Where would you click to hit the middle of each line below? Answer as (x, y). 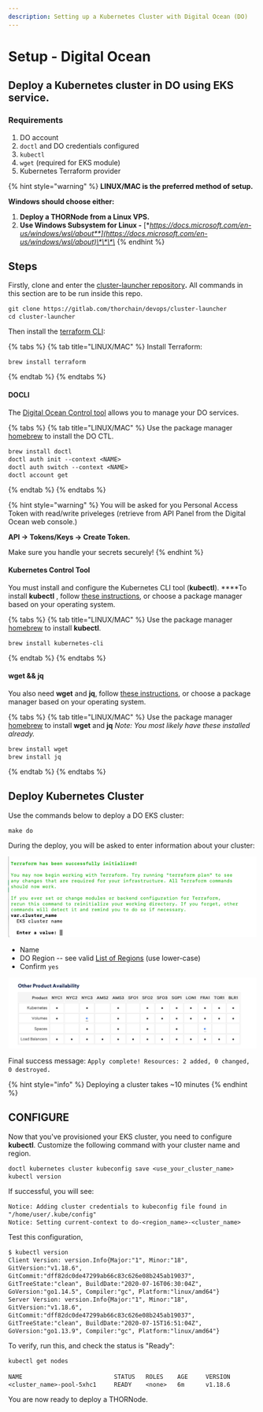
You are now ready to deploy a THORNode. (78, 1399)
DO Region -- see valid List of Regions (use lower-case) (110, 958)
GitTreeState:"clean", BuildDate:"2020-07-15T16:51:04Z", (105, 1323)
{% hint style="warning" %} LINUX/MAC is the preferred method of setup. (131, 186)
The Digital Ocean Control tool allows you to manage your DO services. (124, 412)
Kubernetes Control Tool (49, 570)
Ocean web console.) (43, 521)
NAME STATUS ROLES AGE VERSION (119, 1377)
